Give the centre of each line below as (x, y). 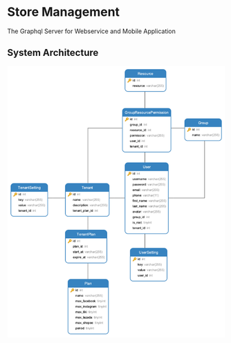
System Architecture (53, 53)
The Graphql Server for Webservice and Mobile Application (92, 31)
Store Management (63, 12)
